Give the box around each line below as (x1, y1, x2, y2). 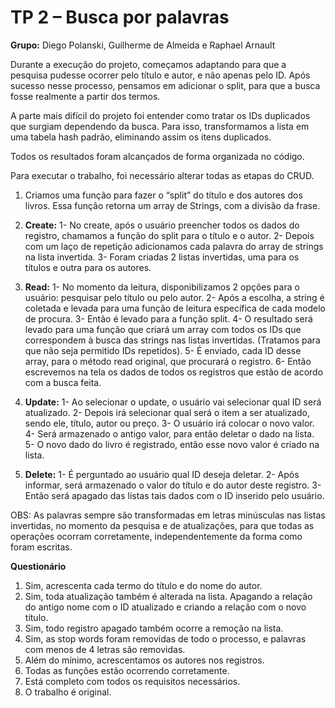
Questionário (10, 560, 67, 572)
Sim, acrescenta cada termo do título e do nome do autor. (24, 579, 263, 591)
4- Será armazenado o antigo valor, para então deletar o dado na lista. (24, 427, 315, 440)
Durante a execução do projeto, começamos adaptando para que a (10, 58, 287, 70)
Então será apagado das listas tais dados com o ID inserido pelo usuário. (24, 489, 325, 501)
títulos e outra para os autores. (24, 261, 152, 273)
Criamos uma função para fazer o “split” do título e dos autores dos (24, 189, 303, 201)
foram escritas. (10, 541, 73, 553)
